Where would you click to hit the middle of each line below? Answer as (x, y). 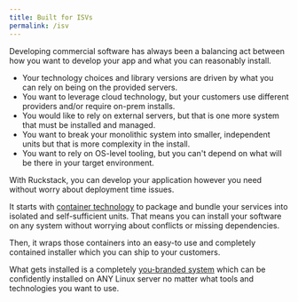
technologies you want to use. (64, 288)
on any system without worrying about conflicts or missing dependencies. (145, 225)
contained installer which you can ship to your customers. (115, 252)
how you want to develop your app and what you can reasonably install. (141, 60)
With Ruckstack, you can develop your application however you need (136, 179)
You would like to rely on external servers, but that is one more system (150, 115)
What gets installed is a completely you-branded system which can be (137, 269)
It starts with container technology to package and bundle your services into (149, 206)
